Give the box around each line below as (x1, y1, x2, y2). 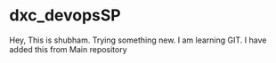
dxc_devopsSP (9, 5, 122, 26)
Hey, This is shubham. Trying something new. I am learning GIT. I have (9, 35, 267, 45)
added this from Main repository (9, 43, 127, 54)
